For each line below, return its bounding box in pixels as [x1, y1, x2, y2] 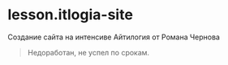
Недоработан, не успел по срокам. [27, 47, 150, 57]
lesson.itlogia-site [7, 6, 133, 24]
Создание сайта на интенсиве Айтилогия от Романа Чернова [7, 32, 221, 42]
